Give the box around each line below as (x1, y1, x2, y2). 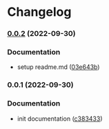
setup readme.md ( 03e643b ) (17, 63, 100, 71)
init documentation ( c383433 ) (17, 115, 103, 123)
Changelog (7, 4, 72, 20)
